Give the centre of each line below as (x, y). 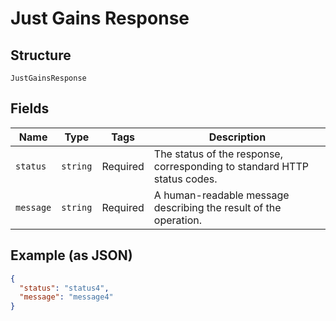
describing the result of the (217, 207)
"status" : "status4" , (64, 288)
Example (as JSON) (71, 255)
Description (237, 137)
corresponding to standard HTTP (231, 166)
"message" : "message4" (66, 297)
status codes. (185, 179)
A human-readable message (221, 195)
